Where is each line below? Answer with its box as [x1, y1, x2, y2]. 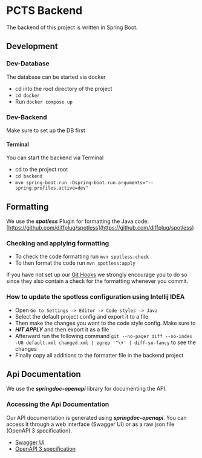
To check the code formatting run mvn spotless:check [15, 253, 149, 261]
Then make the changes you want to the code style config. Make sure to [15, 319, 196, 327]
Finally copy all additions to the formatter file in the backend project [15, 351, 184, 359]
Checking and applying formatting [6, 239, 109, 247]
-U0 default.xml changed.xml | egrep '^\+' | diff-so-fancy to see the [15, 339, 197, 346]
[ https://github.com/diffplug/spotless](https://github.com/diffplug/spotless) [6, 224, 195, 231]
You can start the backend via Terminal [6, 154, 104, 161]
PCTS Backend [6, 4, 83, 18]
